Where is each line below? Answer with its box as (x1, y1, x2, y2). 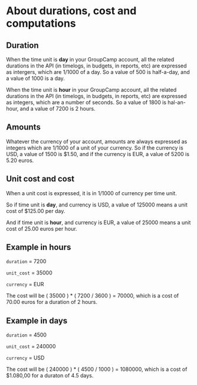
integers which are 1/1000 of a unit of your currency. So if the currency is (6, 144, 184, 151)
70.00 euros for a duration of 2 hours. (6, 299, 98, 306)
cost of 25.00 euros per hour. (6, 225, 78, 232)
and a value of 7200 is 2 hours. (19, 105, 96, 112)
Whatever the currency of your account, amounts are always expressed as (6, 138, 188, 145)
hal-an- (168, 99, 186, 106)
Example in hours (6, 242, 71, 253)
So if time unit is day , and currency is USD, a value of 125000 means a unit (6, 201, 188, 208)
